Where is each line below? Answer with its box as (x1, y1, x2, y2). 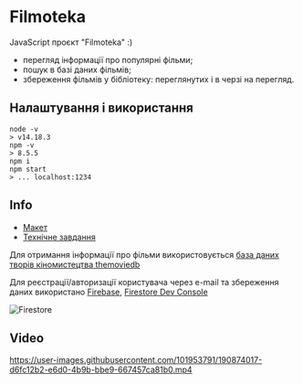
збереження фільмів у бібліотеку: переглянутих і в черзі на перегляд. (22, 73, 295, 84)
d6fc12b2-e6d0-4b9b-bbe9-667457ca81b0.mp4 (9, 364, 193, 376)
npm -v (9, 140, 35, 150)
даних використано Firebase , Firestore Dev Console (9, 286, 208, 297)
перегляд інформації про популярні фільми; (22, 54, 193, 65)
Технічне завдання (22, 231, 96, 242)
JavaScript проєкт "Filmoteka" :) (9, 37, 133, 48)
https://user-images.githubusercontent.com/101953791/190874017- (9, 355, 263, 366)
